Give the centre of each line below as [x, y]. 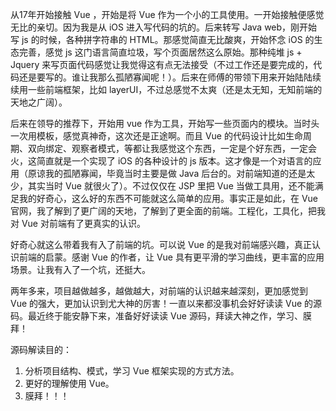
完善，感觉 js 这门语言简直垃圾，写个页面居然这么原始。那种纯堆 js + [160, 52]
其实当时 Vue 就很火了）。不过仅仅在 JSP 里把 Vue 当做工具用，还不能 [171, 186]
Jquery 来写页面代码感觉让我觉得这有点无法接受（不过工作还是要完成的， [162, 64]
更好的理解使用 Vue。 [69, 383]
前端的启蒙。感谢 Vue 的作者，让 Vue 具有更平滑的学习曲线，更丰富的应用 [171, 257]
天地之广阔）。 [39, 102]
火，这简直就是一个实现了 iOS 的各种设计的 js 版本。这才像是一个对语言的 [161, 161]
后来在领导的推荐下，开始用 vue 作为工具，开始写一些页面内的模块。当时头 [165, 123]
